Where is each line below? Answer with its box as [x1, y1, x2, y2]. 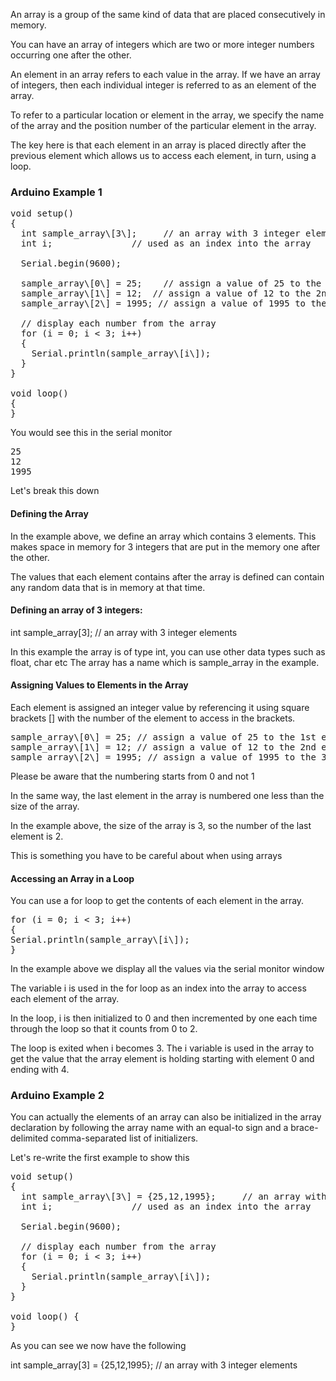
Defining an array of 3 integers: [10, 604, 143, 616]
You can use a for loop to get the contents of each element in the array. [10, 895, 305, 907]
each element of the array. [10, 993, 120, 1005]
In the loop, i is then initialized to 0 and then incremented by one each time [10, 1012, 318, 1024]
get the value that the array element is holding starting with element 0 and [10, 1053, 315, 1065]
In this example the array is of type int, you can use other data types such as [10, 645, 326, 658]
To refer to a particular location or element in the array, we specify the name [10, 109, 325, 121]
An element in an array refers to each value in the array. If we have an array [10, 69, 321, 80]
